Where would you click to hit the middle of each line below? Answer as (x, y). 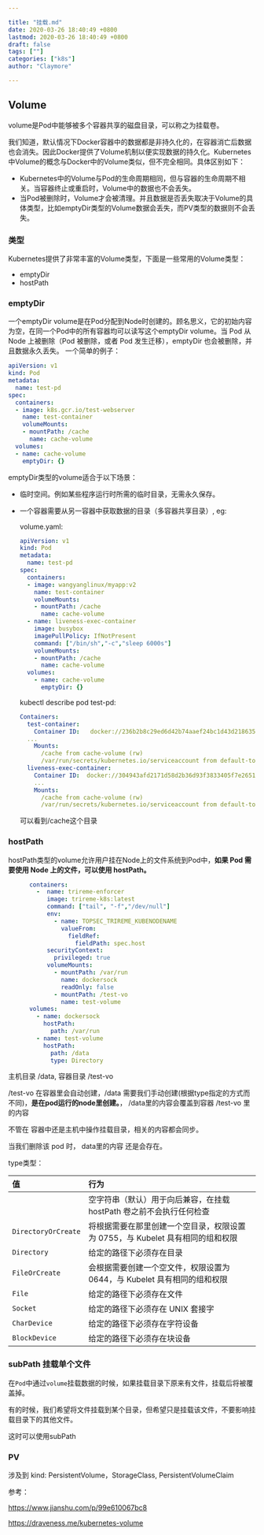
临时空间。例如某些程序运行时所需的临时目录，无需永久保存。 (119, 494)
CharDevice (32, 1323)
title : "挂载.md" (35, 22)
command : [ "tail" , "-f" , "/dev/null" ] (108, 907)
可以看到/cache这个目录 (59, 821)
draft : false (29, 44)
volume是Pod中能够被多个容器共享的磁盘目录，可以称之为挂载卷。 (116, 125)
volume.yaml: (41, 526)
